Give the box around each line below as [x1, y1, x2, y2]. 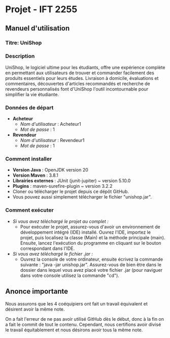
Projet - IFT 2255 [5, 4, 78, 15]
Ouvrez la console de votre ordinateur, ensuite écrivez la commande [20, 256, 163, 262]
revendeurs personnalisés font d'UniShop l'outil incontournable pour [5, 86, 149, 92]
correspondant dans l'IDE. [20, 245, 75, 251]
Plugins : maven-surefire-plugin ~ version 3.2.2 [12, 183, 113, 189]
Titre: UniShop [5, 39, 42, 46]
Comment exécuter [5, 207, 54, 214]
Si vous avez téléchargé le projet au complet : [12, 218, 109, 224]
